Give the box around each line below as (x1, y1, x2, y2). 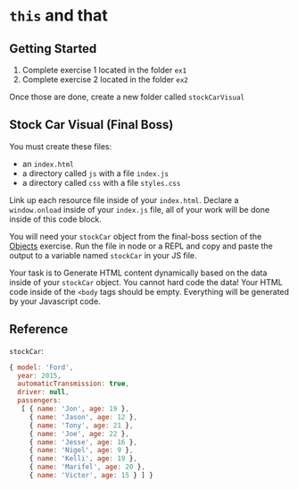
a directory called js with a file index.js (21, 167, 170, 179)
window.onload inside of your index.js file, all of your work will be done (9, 204, 270, 215)
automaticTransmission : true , (17, 379, 129, 389)
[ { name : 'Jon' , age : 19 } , (21, 404, 129, 413)
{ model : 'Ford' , (9, 363, 74, 372)
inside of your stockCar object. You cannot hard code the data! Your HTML (9, 276, 283, 287)
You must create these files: (9, 140, 112, 152)
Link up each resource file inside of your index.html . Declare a (9, 194, 239, 206)
